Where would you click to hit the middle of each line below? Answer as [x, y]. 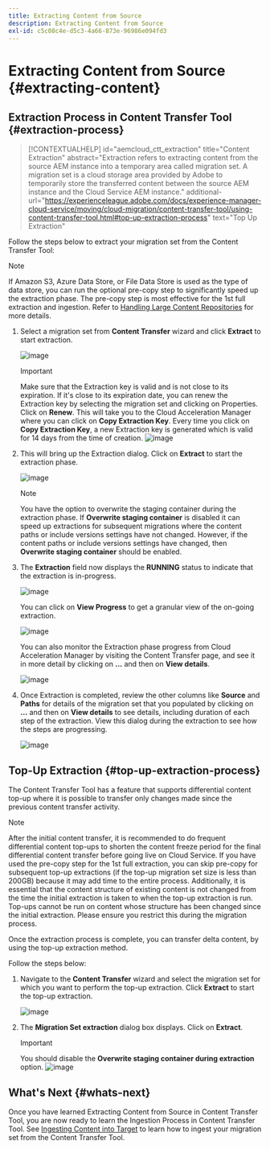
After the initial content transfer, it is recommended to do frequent [117, 838]
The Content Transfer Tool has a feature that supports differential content [130, 790]
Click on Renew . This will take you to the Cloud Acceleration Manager [135, 412]
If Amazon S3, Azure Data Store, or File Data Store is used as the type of [128, 282]
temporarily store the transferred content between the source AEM [138, 184]
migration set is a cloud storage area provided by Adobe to [125, 175]
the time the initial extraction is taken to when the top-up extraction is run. [131, 898]
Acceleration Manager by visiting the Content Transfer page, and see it [137, 655]
